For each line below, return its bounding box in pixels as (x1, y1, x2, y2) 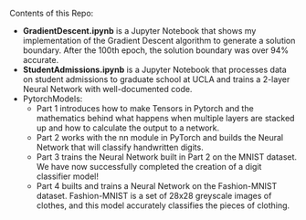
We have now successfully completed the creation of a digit (36, 162, 262, 172)
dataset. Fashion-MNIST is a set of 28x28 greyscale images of (36, 191, 272, 201)
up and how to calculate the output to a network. (36, 122, 220, 133)
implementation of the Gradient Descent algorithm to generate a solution (22, 36, 296, 46)
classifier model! (36, 171, 99, 182)
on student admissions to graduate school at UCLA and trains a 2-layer (22, 74, 290, 85)
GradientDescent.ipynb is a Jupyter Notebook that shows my (22, 26, 257, 36)
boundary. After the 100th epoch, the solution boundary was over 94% (22, 45, 290, 56)
